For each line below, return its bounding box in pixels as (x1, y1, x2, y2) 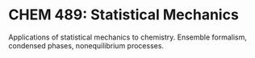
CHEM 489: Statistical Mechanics (8, 6, 240, 24)
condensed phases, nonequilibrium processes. (8, 40, 164, 50)
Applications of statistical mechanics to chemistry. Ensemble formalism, (8, 32, 248, 42)
